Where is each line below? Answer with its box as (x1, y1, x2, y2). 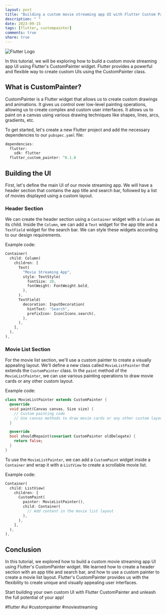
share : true (5, 35, 30, 40)
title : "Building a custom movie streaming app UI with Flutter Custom (5, 12, 156, 17)
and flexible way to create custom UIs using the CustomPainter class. (5, 68, 146, 74)
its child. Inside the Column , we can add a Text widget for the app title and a (5, 221, 158, 228)
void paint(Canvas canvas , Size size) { (9, 407, 94, 411)
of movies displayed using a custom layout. (5, 193, 93, 199)
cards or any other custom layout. (5, 378, 74, 384)
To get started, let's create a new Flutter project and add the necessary (5, 127, 150, 133)
